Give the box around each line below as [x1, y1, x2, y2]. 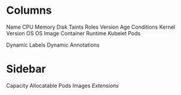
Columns [6, 4, 52, 17]
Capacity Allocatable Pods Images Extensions [6, 82, 119, 89]
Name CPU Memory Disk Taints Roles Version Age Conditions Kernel [6, 23, 176, 30]
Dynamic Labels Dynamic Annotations [6, 41, 100, 48]
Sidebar [6, 62, 46, 76]
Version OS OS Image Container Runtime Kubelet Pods [6, 29, 141, 36]
